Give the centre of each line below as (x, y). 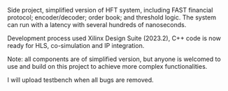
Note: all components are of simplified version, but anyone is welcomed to (114, 59)
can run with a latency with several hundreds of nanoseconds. (97, 25)
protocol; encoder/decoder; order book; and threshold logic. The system (112, 17)
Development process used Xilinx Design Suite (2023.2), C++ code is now (114, 38)
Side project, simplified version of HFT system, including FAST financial (110, 10)
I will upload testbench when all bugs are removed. (80, 80)
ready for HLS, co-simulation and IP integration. (76, 45)
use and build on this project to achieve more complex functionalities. (107, 66)
